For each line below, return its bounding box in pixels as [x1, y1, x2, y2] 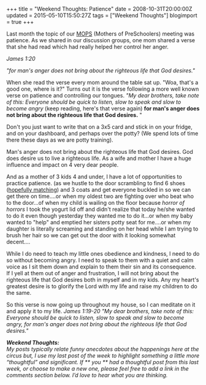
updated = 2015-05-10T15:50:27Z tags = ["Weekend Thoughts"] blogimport [6, 12, 197, 19]
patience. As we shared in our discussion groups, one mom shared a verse [6, 37, 195, 44]
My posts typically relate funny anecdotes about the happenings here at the [6, 346, 199, 353]
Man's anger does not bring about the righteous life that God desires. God [6, 148, 193, 155]
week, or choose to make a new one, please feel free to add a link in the [6, 365, 189, 372]
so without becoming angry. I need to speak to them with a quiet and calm [6, 257, 194, 264]
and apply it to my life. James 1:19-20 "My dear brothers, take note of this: [6, 308, 194, 314]
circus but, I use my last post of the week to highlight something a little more [6, 352, 200, 359]
